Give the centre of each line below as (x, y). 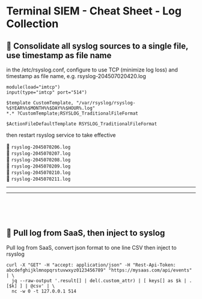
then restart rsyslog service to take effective (61, 135)
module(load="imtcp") (33, 87)
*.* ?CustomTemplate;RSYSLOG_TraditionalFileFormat (72, 113)
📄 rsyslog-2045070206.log (38, 146)
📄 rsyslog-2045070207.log (38, 153)
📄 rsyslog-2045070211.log (38, 179)
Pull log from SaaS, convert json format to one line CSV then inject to (91, 247)
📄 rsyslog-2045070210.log (38, 172)
